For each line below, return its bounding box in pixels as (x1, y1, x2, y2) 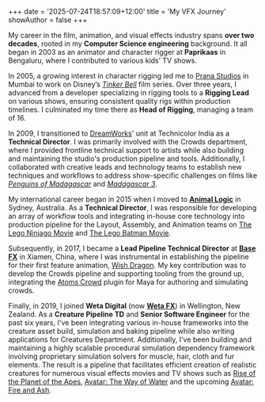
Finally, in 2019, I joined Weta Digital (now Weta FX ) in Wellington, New (8, 301, 241, 310)
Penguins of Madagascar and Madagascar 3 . (8, 179, 158, 189)
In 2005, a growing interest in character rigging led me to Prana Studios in (8, 71, 249, 80)
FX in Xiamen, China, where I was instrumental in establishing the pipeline (8, 252, 249, 261)
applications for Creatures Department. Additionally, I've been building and (8, 335, 252, 344)
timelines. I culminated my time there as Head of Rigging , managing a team (8, 105, 254, 114)
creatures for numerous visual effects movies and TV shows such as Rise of (8, 369, 256, 377)
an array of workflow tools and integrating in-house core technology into (8, 212, 245, 220)
